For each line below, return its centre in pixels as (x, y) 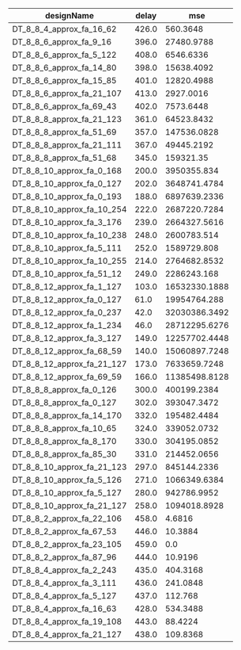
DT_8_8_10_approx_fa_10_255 (70, 261)
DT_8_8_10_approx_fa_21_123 (70, 467)
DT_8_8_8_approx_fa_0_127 (64, 402)
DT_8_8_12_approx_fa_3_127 (67, 338)
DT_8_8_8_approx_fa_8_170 (64, 441)
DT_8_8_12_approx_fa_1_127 (67, 287)
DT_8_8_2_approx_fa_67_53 (64, 531)
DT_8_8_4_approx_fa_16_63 (64, 608)
